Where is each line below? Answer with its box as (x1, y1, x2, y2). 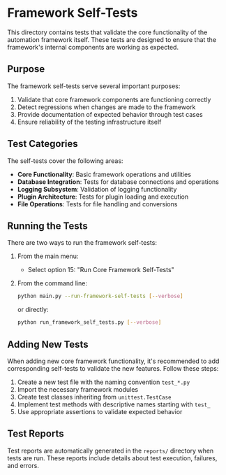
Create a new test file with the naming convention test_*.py (17, 378, 190, 386)
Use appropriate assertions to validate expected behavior (17, 407, 183, 416)
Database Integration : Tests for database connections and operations (17, 177, 220, 186)
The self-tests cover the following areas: (7, 156, 123, 165)
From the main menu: (17, 252, 79, 260)
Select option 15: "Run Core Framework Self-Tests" (27, 266, 174, 274)
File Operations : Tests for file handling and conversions (17, 199, 178, 208)
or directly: (17, 306, 49, 314)
